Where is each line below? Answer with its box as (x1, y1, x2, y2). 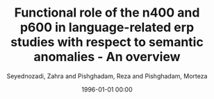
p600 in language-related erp (19, 19, 195, 35)
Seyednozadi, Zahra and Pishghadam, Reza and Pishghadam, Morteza (6, 71, 208, 80)
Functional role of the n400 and (14, 5, 200, 21)
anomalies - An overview (33, 49, 181, 65)
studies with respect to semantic (10, 35, 204, 50)
